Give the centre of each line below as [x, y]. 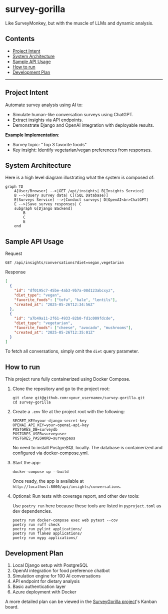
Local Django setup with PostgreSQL [50, 565]
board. [12, 607]
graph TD [14, 187]
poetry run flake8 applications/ [47, 534]
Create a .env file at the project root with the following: [68, 412]
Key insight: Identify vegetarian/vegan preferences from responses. [82, 150]
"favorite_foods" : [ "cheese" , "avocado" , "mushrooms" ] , [74, 328]
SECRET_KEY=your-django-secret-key [49, 421]
